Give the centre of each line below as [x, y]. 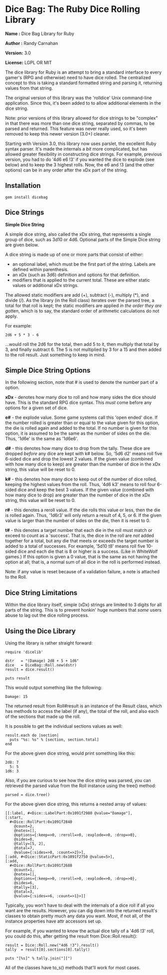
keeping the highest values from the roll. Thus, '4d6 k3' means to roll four [81, 485]
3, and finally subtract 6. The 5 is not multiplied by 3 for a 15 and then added [83, 349]
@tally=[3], [26, 887]
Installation [23, 186]
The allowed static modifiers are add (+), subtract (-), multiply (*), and [77, 295]
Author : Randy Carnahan [32, 43]
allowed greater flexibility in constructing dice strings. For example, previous [83, 154]
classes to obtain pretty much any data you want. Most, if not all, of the [78, 916]
